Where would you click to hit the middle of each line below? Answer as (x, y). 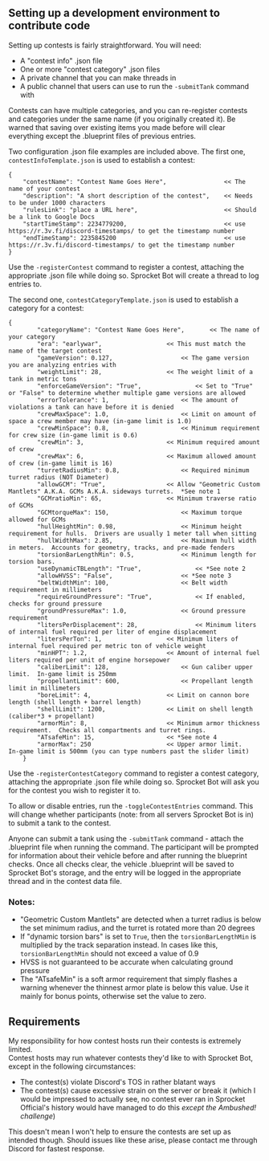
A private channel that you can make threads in (98, 77)
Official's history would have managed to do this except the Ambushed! (138, 1107)
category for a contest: (46, 308)
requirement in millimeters (55, 589)
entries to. (25, 283)
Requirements (44, 1022)
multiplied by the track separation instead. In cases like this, (119, 945)
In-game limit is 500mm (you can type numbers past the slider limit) (129, 751)
